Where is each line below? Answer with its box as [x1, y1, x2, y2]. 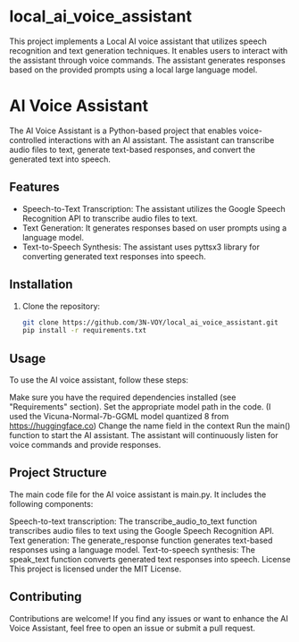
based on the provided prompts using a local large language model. [9, 64, 258, 75]
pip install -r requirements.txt [21, 326, 147, 335]
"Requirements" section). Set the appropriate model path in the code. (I [9, 401, 271, 412]
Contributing [9, 589, 82, 604]
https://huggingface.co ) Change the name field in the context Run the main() [9, 420, 291, 431]
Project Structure [9, 465, 107, 480]
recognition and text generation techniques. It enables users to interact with [9, 45, 288, 55]
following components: [9, 498, 94, 509]
